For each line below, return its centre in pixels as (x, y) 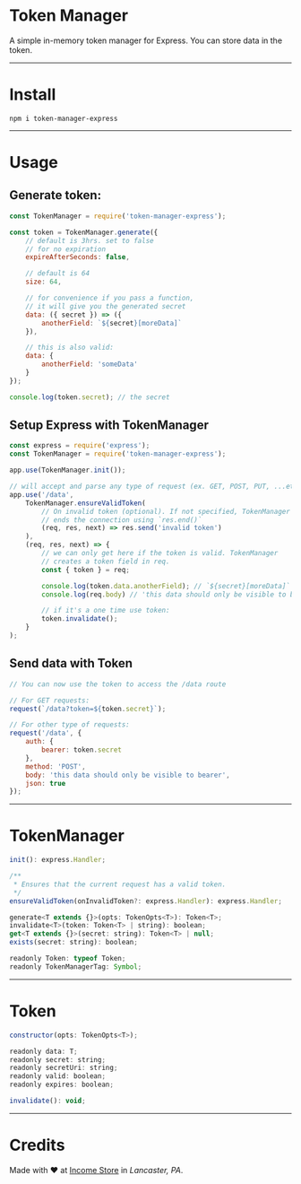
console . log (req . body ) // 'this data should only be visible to (164, 594)
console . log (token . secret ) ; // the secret (90, 397)
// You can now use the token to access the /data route (118, 684)
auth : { (39, 742)
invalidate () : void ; (48, 1101)
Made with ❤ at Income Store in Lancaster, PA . (96, 1170)
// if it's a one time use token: (106, 611)
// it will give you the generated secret (106, 306)
